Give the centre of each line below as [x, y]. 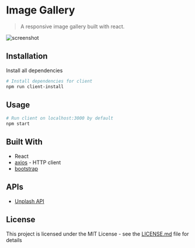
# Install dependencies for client [49, 81]
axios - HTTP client [38, 162]
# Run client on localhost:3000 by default [60, 118]
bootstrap [26, 168]
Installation [27, 56]
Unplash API [29, 201]
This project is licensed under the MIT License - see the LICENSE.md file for [97, 234]
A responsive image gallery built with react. [72, 26]
